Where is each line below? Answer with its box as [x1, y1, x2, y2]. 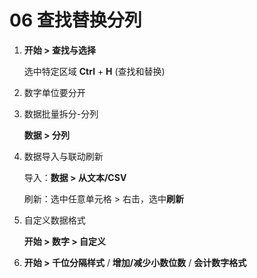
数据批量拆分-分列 [23, 107, 99, 120]
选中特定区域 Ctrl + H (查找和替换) [23, 65, 166, 77]
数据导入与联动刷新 [23, 150, 104, 162]
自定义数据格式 [23, 214, 86, 226]
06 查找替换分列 [9, 9, 142, 32]
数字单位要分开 [23, 86, 86, 98]
